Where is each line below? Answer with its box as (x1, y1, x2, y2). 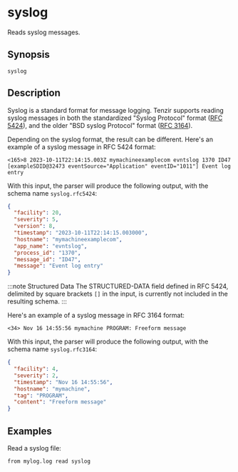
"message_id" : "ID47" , (14, 256, 81, 263)
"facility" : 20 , (14, 209, 62, 216)
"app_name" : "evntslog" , (14, 242, 88, 250)
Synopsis (7, 49, 50, 61)
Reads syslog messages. (7, 28, 81, 36)
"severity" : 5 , (14, 216, 59, 224)
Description (7, 87, 61, 99)
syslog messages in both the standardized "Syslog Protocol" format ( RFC (7, 114, 223, 122)
